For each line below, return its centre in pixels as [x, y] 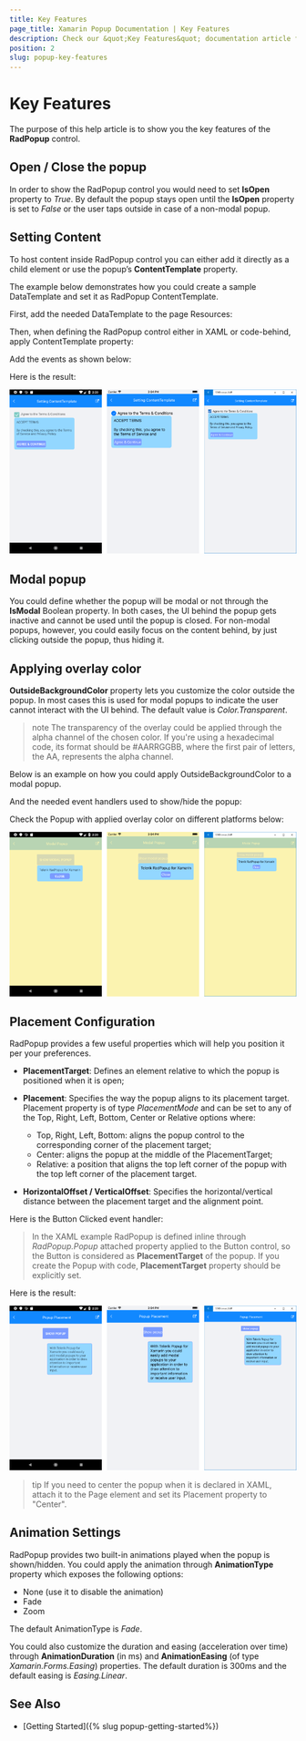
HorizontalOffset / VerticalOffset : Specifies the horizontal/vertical [148, 1192]
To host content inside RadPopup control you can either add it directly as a [149, 259]
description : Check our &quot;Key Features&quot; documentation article [150, 38]
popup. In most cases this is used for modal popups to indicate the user [144, 700]
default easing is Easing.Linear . [68, 1675]
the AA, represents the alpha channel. [102, 756]
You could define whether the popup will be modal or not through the [139, 601]
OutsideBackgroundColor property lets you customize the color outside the [152, 690]
